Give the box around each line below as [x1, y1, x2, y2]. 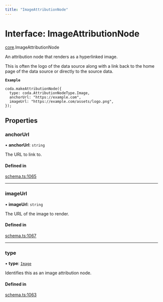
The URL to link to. [5, 151, 42, 157]
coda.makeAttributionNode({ [5, 86, 62, 91]
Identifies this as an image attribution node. [5, 270, 92, 276]
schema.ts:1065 [5, 173, 37, 179]
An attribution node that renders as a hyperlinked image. [5, 54, 118, 59]
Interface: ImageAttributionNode [5, 28, 140, 39]
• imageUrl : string [5, 201, 43, 207]
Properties [5, 116, 38, 125]
